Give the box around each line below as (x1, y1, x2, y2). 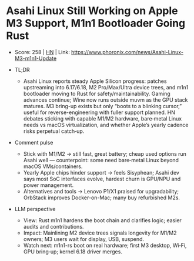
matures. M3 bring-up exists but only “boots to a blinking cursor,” (23, 102, 182, 109)
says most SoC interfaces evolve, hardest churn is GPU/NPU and (23, 175, 181, 182)
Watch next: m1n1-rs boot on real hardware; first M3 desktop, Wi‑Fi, (23, 242, 187, 249)
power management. (23, 181, 74, 189)
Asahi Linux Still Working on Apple (6, 4, 178, 18)
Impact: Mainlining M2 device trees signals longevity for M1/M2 (23, 229, 177, 236)
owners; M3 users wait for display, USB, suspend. (23, 235, 145, 242)
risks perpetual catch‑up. (23, 128, 85, 135)
